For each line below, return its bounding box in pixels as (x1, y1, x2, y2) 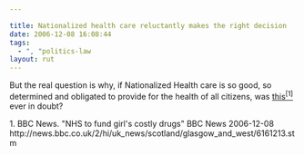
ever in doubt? (9, 101, 64, 111)
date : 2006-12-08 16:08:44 (9, 29, 112, 39)
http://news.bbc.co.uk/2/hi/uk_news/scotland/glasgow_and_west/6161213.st (9, 128, 296, 139)
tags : (9, 38, 30, 47)
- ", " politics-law (17, 46, 92, 55)
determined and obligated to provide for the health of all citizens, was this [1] (9, 90, 294, 102)
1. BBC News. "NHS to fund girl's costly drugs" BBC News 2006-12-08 (9, 118, 275, 129)
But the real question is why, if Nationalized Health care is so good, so (9, 80, 272, 91)
